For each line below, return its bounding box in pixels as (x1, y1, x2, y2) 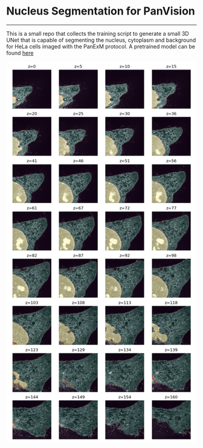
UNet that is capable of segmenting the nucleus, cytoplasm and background (6, 36, 196, 44)
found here (6, 49, 34, 56)
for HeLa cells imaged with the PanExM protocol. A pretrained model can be (6, 42, 195, 50)
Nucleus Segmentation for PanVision (6, 4, 195, 18)
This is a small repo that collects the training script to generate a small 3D (6, 30, 189, 37)
